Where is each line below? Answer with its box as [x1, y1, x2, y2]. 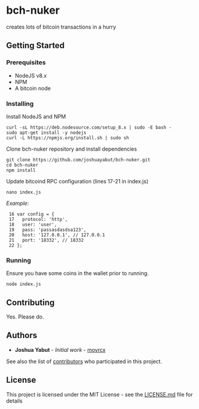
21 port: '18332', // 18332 [8, 237, 84, 243]
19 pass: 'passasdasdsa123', [8, 227, 86, 233]
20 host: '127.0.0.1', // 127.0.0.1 [8, 232, 105, 238]
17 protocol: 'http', [8, 216, 68, 222]
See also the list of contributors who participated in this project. [6, 358, 163, 365]
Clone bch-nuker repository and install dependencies [6, 145, 137, 152]
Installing [6, 99, 34, 108]
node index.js [6, 281, 42, 288]
